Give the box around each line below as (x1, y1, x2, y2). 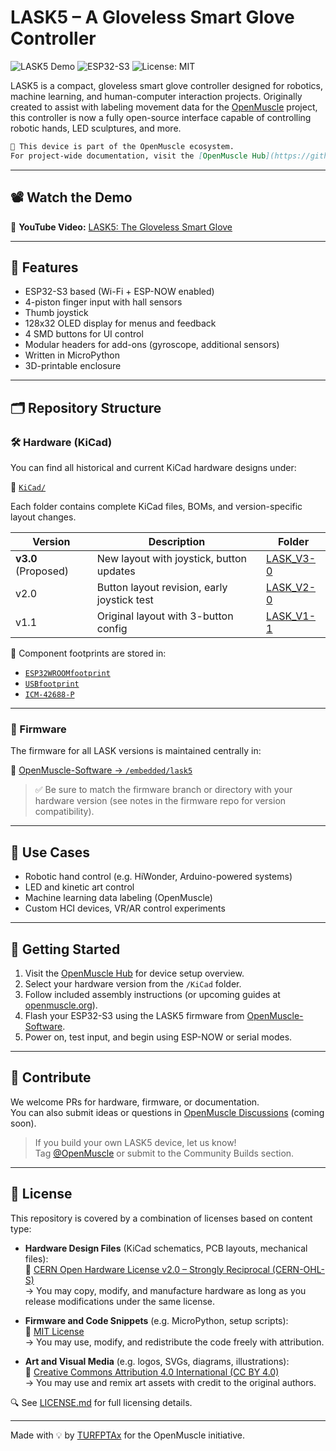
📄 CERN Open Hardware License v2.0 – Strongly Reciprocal (24, 1263, 270, 1275)
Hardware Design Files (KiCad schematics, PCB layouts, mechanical (24, 1242, 308, 1254)
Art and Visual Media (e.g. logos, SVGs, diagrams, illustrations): (24, 1355, 290, 1367)
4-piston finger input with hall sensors (24, 296, 183, 308)
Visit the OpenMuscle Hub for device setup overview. (24, 967, 245, 979)
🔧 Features (10, 259, 79, 276)
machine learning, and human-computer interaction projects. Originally (10, 90, 303, 102)
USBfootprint (24, 679, 80, 689)
